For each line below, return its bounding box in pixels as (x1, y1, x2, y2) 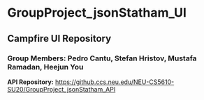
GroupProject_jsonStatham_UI (7, 5, 187, 21)
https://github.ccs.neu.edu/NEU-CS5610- (54, 78, 175, 86)
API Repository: (7, 78, 54, 86)
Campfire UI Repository (7, 33, 112, 44)
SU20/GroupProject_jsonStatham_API (7, 85, 116, 93)
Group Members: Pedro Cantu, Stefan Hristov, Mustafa (7, 53, 197, 63)
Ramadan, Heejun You (7, 62, 84, 72)
